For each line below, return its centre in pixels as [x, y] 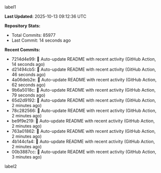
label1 [10, 7]
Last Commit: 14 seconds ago [41, 40]
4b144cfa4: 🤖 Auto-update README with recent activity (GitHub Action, [83, 142]
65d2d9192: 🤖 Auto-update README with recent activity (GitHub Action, [84, 100]
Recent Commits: [22, 50]
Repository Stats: [23, 26]
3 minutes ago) [27, 157]
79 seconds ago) [28, 95]
